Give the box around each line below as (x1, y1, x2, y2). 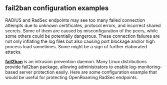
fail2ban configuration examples (5, 4, 109, 12)
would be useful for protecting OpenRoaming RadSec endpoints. (5, 74, 138, 80)
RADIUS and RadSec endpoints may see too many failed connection (5, 17, 145, 23)
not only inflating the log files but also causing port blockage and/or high (5, 38, 155, 44)
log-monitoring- (129, 64, 162, 70)
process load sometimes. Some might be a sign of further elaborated (5, 43, 147, 49)
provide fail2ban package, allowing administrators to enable (5, 64, 128, 70)
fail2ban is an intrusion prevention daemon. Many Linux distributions (5, 58, 147, 64)
